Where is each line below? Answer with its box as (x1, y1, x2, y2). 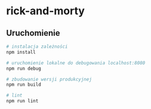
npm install (6, 49, 36, 55)
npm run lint (6, 98, 39, 104)
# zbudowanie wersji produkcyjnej (6, 76, 93, 82)
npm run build (6, 82, 42, 88)
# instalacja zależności (6, 43, 68, 49)
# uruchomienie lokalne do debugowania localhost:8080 (6, 60, 146, 66)
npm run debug (6, 66, 42, 71)
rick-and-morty (6, 4, 85, 18)
